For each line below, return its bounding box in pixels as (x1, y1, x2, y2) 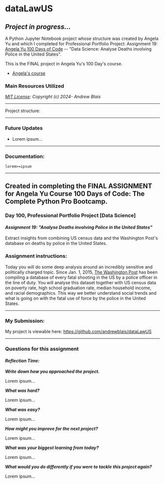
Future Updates (5, 125, 43, 132)
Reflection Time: (5, 358, 40, 363)
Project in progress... (5, 23, 71, 31)
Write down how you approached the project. (5, 368, 100, 374)
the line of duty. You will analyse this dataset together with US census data (5, 279, 156, 285)
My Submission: (5, 317, 45, 324)
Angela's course (12, 70, 46, 76)
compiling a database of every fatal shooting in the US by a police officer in (5, 274, 158, 280)
